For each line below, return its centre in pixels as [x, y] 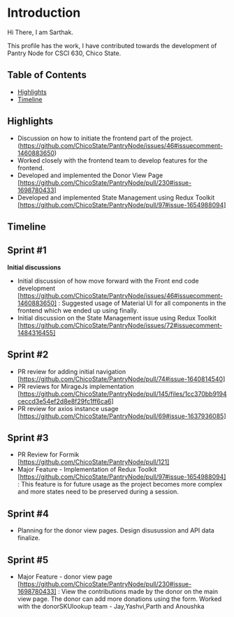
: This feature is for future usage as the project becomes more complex [120, 484]
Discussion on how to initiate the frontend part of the [93, 138]
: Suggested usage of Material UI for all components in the [142, 303]
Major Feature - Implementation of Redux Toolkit [87, 470]
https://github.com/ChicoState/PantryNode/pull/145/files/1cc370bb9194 [123, 394]
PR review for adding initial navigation [72, 371]
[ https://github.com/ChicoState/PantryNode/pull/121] [93, 462]
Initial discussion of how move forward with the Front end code [108, 281]
